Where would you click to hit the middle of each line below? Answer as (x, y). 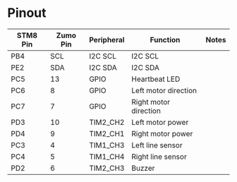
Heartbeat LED (156, 79)
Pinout (27, 13)
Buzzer (143, 168)
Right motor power (162, 133)
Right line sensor (159, 157)
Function (165, 40)
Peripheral (107, 40)
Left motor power (160, 122)
